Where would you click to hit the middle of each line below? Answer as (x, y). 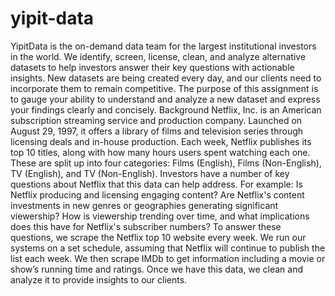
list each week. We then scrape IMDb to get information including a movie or (168, 258)
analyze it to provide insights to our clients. (99, 279)
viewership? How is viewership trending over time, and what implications (160, 216)
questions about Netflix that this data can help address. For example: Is (156, 184)
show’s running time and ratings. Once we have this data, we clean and (157, 269)
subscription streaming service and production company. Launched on (156, 120)
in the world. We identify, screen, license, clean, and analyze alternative (158, 56)
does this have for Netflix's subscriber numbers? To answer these (146, 226)
